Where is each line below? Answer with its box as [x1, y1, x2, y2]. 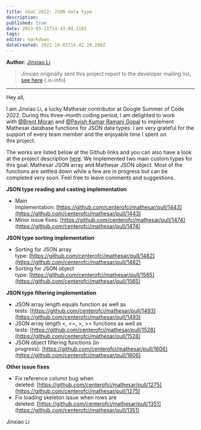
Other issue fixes [6, 363, 50, 370]
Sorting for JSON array [14, 246, 72, 253]
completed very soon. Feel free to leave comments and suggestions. [6, 174, 175, 181]
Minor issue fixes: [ [14, 216, 62, 223]
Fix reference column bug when [14, 374, 94, 382]
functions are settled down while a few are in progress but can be [6, 167, 168, 175]
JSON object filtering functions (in [14, 338, 99, 346]
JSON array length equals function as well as [14, 300, 126, 308]
